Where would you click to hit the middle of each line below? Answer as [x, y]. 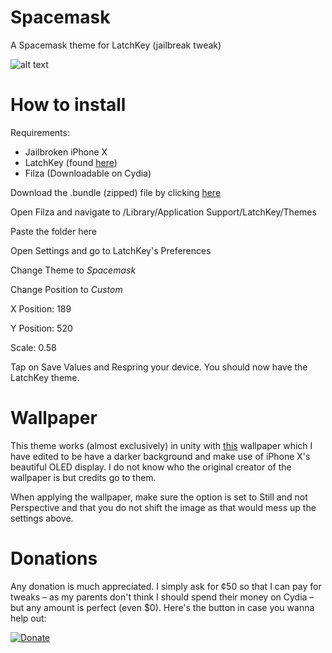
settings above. [42, 518]
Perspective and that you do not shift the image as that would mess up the [163, 507]
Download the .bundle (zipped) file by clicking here [116, 192]
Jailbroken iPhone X [66, 152]
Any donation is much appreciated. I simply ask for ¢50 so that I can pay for [166, 586]
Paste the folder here [53, 231]
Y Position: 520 [41, 328]
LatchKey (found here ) [71, 162]
